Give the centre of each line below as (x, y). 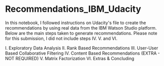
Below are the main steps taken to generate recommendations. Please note (81, 33)
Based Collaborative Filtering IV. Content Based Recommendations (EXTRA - (82, 53)
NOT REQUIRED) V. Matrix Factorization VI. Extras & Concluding (70, 58)
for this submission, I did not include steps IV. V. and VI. (61, 38)
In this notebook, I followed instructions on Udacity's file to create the (76, 23)
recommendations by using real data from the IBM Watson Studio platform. (81, 28)
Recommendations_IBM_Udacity (73, 9)
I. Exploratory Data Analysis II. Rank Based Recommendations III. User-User (82, 48)
